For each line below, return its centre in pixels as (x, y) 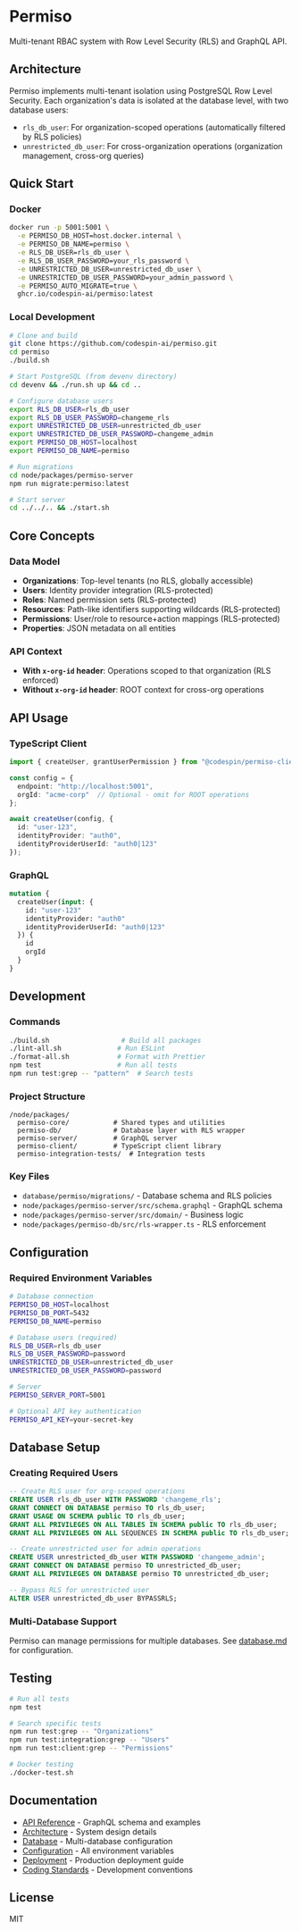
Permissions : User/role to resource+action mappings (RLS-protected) (151, 619)
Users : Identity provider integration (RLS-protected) (117, 591)
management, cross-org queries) (83, 155)
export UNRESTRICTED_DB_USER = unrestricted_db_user (105, 426)
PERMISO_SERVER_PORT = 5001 (57, 1395)
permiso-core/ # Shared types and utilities (121, 1123)
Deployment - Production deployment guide (103, 1860)
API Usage (39, 718)
